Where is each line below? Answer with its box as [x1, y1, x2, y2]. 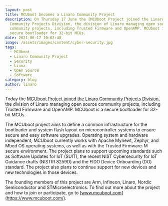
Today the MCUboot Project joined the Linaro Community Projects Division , [5, 96, 160, 102]
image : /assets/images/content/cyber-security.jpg [5, 40, 113, 45]
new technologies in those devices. [5, 169, 78, 175]
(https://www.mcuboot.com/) [5, 195, 65, 201]
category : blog [5, 77, 37, 82]
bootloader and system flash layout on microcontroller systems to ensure [5, 126, 156, 133]
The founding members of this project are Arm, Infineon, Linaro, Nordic [5, 179, 151, 185]
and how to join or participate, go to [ [5, 189, 81, 195]
